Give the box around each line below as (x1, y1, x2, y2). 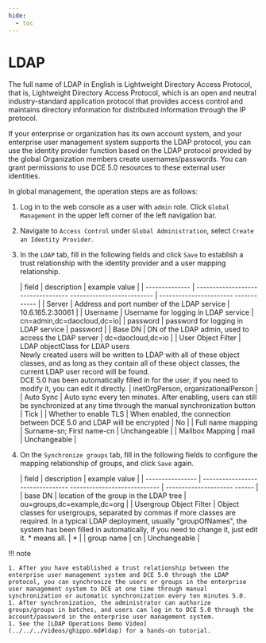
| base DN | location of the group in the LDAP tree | (19, 491, 187, 500)
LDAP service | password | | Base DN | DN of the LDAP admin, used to (19, 324, 249, 335)
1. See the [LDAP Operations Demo (8, 620, 123, 628)
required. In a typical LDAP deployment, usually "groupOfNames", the (19, 516, 248, 526)
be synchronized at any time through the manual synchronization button (19, 401, 256, 410)
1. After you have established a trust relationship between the (8, 564, 229, 572)
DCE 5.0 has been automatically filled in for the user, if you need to (19, 375, 238, 385)
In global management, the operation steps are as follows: (8, 186, 199, 196)
